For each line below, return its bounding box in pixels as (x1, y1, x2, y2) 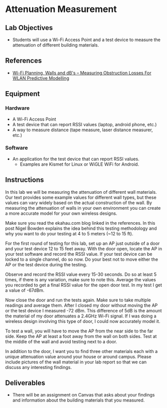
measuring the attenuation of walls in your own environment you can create (5, 205, 161, 211)
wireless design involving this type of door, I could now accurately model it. (5, 318, 160, 324)
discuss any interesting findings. (5, 364, 72, 370)
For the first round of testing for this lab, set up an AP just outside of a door (5, 240, 160, 246)
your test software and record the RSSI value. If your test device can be (5, 251, 152, 257)
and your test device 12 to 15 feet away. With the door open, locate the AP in (5, 245, 162, 251)
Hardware (5, 105, 30, 112)
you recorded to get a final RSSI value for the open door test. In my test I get (5, 282, 162, 288)
